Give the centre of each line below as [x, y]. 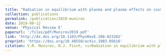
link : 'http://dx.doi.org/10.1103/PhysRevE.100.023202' [64, 37]
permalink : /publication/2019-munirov [45, 19]
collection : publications [32, 14]
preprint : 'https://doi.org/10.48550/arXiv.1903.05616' [64, 41]
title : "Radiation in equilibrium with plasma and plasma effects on [78, 9]
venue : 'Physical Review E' [34, 28]
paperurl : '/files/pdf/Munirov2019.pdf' [47, 32]
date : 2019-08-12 [23, 23]
